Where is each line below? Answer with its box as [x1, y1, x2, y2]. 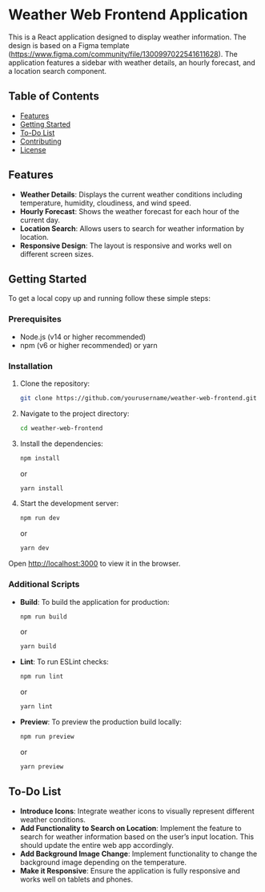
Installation [8, 360, 54, 371]
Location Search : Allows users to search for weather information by [19, 223, 244, 233]
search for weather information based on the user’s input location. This [19, 832, 255, 841]
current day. [19, 215, 61, 225]
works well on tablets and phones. [19, 874, 134, 884]
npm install [19, 454, 60, 462]
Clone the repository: [19, 379, 90, 388]
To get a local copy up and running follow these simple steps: [8, 294, 211, 303]
